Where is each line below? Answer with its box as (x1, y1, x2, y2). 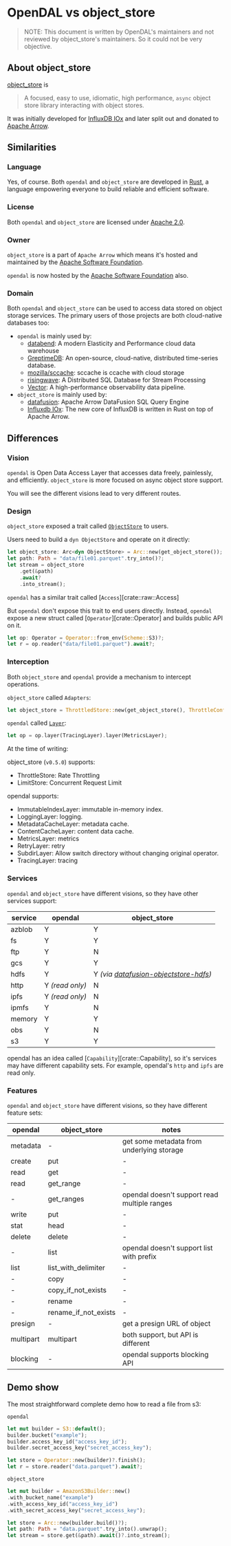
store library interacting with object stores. (23, 101, 144, 109)
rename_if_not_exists (47, 1307, 115, 1317)
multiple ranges (122, 1198, 173, 1208)
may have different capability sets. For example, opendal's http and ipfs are (7, 1061, 223, 1069)
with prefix (122, 1252, 157, 1261)
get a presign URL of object (122, 1318, 211, 1328)
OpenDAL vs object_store (7, 5, 156, 21)
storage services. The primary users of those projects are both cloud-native (7, 312, 222, 320)
